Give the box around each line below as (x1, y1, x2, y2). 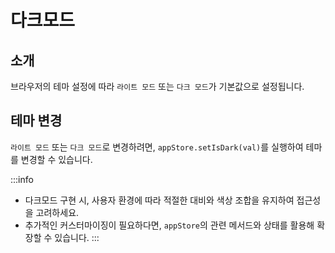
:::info (10, 173, 34, 185)
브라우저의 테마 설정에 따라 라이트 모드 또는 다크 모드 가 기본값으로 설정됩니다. (10, 81, 305, 92)
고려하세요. (35, 206, 80, 218)
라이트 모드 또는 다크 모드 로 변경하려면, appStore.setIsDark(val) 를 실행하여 (10, 141, 304, 153)
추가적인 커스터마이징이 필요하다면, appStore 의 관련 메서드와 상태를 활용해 (24, 219, 315, 231)
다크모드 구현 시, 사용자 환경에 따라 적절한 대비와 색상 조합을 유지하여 (24, 194, 295, 206)
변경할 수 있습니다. (20, 153, 93, 165)
